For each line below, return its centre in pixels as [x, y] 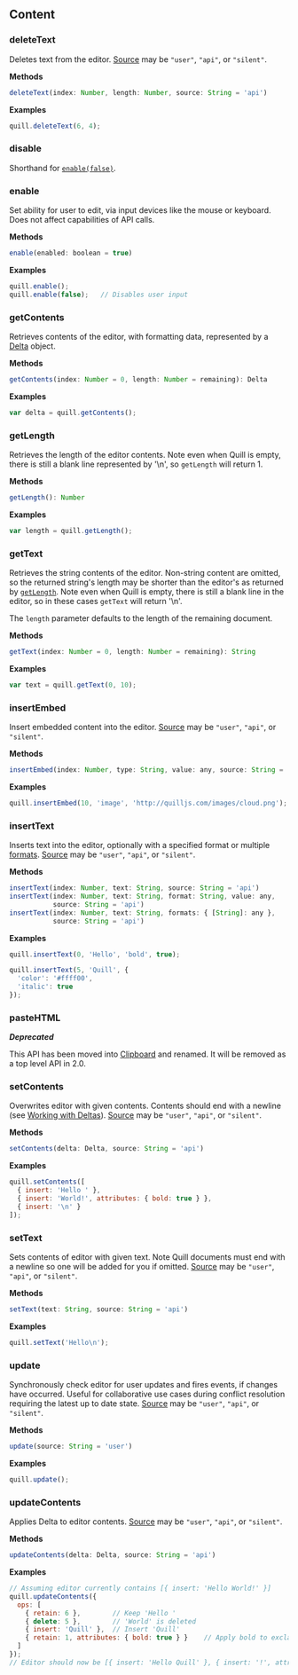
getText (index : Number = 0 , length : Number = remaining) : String [133, 652]
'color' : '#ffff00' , [55, 979]
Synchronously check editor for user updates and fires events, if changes [143, 1385]
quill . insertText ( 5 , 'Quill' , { [69, 971]
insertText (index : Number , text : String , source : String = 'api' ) [134, 888]
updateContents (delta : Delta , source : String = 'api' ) [113, 1555]
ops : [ [29, 1605]
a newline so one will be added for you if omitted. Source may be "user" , [142, 1267]
